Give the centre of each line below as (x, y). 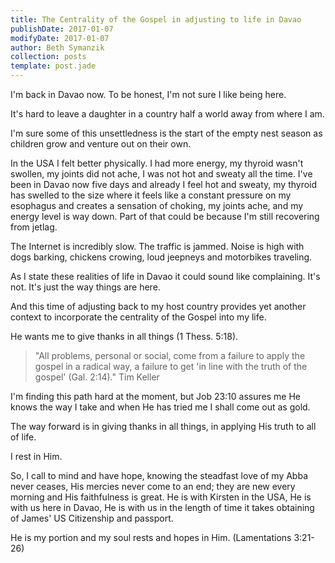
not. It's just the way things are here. (85, 287)
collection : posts (48, 57)
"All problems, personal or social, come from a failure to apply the (170, 355)
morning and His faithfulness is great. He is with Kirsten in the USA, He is (161, 497)
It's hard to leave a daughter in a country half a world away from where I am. (167, 114)
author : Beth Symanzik (57, 47)
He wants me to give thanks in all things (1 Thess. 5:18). (124, 336)
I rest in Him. (36, 456)
